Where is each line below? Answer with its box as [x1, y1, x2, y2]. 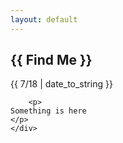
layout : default [10, 14, 78, 25]
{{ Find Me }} [10, 52, 93, 69]
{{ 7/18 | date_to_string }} [10, 78, 113, 90]
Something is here [10, 106, 87, 116]
